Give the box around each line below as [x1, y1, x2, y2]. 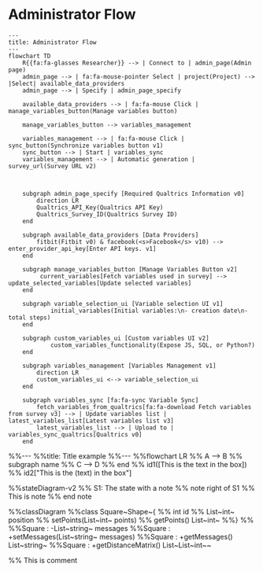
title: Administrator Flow [8, 38, 97, 46]
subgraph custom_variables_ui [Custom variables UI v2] [22, 334, 210, 342]
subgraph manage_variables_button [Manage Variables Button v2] [22, 265, 238, 273]
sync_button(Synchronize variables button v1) [8, 142, 164, 149]
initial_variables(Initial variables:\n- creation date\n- [50, 307, 248, 315]
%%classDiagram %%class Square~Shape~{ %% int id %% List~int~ [8, 507, 235, 516]
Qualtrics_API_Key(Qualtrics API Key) [36, 203, 164, 212]
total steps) [8, 313, 51, 322]
